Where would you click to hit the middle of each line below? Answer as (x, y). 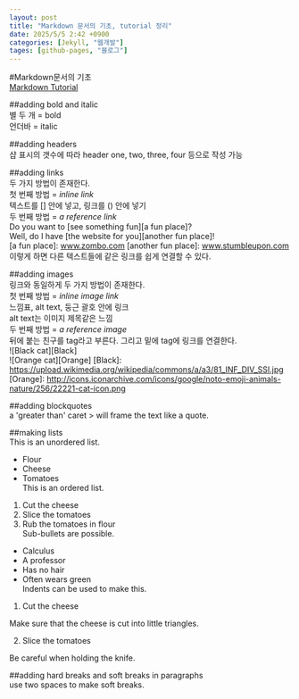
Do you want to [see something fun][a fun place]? (101, 227)
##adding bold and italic (54, 104)
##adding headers (43, 145)
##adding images (42, 274)
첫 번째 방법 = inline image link (64, 296)
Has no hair (43, 570)
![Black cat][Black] (43, 351)
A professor (44, 561)
